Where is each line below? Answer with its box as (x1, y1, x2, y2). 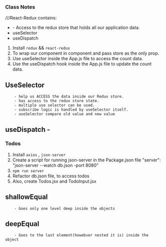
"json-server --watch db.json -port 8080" (12, 162, 99, 168)
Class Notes (5, 4, 35, 11)
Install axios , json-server (12, 151, 66, 157)
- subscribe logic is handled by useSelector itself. (14, 107, 128, 112)
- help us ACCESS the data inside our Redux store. (14, 94, 124, 99)
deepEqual (5, 219, 39, 228)
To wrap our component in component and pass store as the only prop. (12, 50, 159, 56)
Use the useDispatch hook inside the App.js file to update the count (12, 61, 152, 67)
